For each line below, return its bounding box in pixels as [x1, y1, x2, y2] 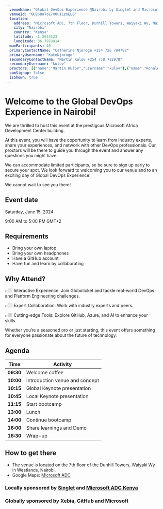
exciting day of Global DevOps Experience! [5, 172, 91, 178]
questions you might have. [5, 152, 58, 158]
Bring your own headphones [12, 250, 69, 256]
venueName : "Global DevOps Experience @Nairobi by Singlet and [9, 7, 140, 12]
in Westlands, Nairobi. [12, 467, 56, 473]
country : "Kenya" [14, 30, 49, 35]
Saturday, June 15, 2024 [5, 209, 54, 215]
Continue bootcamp [26, 417, 72, 423]
